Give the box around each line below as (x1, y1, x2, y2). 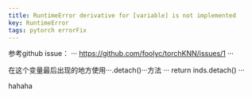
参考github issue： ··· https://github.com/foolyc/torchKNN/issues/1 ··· (8, 49, 235, 58)
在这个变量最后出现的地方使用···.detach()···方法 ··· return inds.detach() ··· (8, 65, 245, 75)
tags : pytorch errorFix (8, 26, 87, 34)
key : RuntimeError (8, 19, 69, 27)
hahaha (8, 81, 33, 91)
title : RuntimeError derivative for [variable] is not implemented (8, 11, 237, 20)
